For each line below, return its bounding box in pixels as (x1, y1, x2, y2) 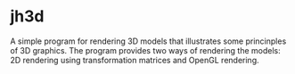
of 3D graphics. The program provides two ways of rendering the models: (10, 45, 282, 55)
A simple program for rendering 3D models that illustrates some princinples (10, 36, 287, 46)
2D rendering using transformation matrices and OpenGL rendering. (10, 54, 259, 65)
